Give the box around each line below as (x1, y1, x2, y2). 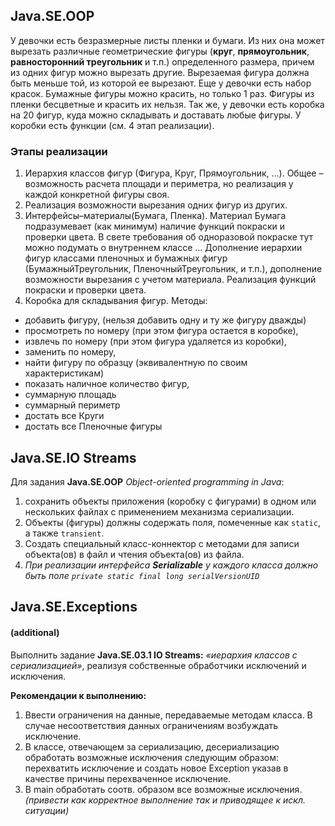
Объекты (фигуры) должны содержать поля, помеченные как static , (24, 516, 321, 528)
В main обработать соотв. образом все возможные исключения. (24, 783, 303, 795)
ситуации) (24, 804, 70, 816)
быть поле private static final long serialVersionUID (24, 569, 260, 581)
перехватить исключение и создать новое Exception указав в (24, 762, 289, 774)
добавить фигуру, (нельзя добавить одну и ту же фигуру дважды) (24, 314, 307, 326)
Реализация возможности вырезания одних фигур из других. (24, 199, 288, 211)
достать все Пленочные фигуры (24, 420, 163, 433)
